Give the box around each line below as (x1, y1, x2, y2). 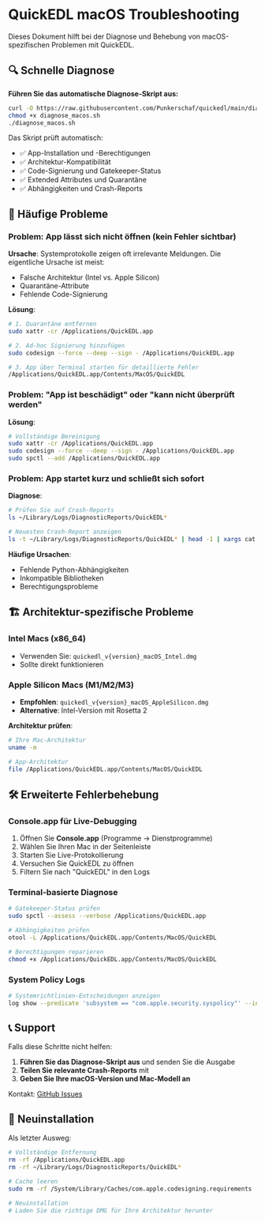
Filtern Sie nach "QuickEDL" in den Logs (19, 867, 151, 877)
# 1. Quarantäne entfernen (8, 320, 97, 329)
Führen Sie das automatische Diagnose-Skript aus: (8, 88, 179, 98)
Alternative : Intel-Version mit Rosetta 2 (19, 705, 147, 715)
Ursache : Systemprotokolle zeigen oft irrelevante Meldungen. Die (8, 249, 222, 258)
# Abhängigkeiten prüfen (8, 927, 90, 934)
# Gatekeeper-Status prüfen (8, 904, 101, 913)
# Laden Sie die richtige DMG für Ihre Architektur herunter (8, 1206, 214, 1214)
